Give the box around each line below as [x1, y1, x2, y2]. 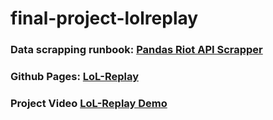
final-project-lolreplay [10, 7, 199, 30]
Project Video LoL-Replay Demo [10, 96, 168, 110]
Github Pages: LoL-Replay [10, 70, 139, 84]
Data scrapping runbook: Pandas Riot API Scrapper [10, 43, 263, 57]
